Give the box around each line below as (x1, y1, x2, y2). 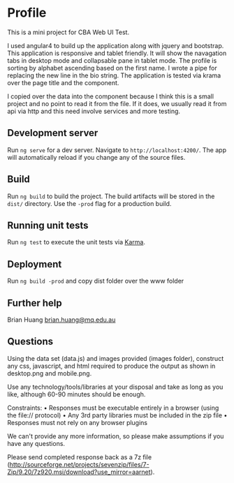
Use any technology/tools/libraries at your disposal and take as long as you (7, 382, 224, 391)
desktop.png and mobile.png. (7, 369, 92, 378)
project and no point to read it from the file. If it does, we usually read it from (7, 99, 227, 107)
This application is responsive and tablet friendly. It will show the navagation (7, 49, 227, 57)
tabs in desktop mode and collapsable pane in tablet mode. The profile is (7, 56, 217, 64)
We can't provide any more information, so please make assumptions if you (7, 431, 224, 440)
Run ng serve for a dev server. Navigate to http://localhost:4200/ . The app (7, 145, 227, 154)
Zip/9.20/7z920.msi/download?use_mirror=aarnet (7, 468, 152, 476)
